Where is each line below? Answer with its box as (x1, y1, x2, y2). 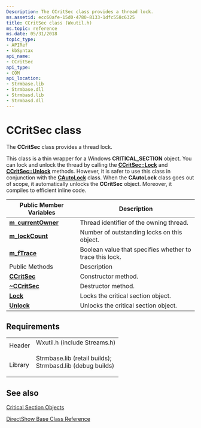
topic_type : (6, 36, 36, 42)
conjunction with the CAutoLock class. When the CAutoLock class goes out (6, 174, 194, 181)
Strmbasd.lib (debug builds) (35, 362, 115, 370)
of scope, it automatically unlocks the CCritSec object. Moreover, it (6, 180, 172, 187)
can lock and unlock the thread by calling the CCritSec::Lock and (6, 161, 168, 168)
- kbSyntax (6, 48, 33, 54)
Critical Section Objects (6, 404, 65, 411)
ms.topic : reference (6, 25, 58, 32)
